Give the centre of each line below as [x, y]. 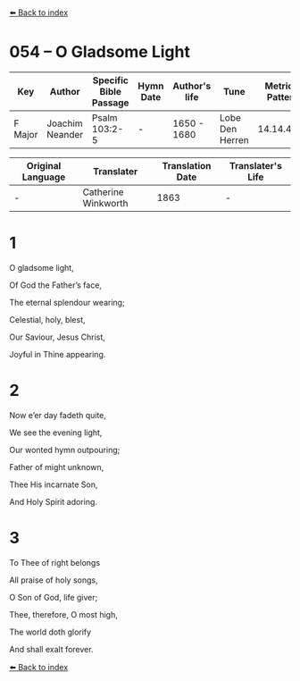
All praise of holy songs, [54, 580]
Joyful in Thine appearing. [58, 354]
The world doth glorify [50, 632]
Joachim [64, 123]
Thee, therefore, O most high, [63, 614]
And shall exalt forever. [51, 649]
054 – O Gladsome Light [100, 52]
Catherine [103, 192]
